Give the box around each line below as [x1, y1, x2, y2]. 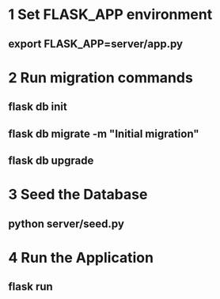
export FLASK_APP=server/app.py [8, 37, 184, 51]
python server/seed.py [8, 217, 125, 230]
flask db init [8, 100, 67, 114]
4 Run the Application [8, 248, 154, 267]
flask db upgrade [8, 153, 94, 167]
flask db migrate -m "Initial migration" [8, 127, 199, 140]
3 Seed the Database [8, 186, 148, 203]
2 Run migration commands [8, 69, 194, 86]
